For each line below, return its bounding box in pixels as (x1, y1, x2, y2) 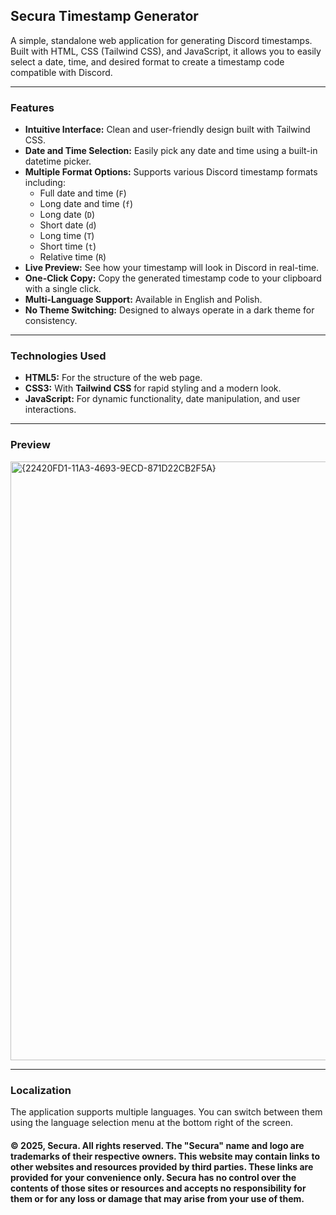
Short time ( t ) (39, 240, 97, 253)
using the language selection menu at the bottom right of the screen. (10, 1117, 293, 1128)
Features (10, 100, 55, 114)
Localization (10, 1083, 72, 1097)
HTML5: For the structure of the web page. (24, 372, 203, 384)
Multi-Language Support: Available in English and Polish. (24, 294, 263, 306)
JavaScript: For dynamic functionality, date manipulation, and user (24, 393, 301, 405)
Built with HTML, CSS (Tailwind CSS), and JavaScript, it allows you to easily (10, 45, 322, 57)
